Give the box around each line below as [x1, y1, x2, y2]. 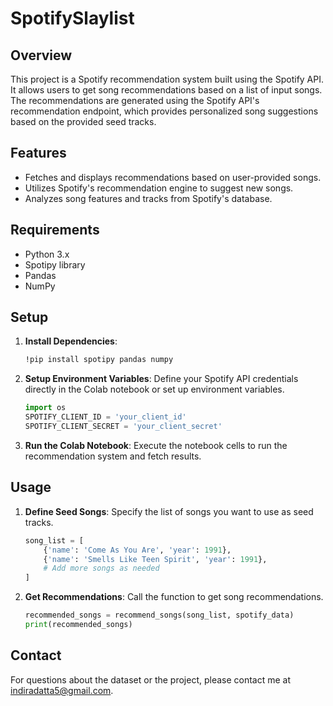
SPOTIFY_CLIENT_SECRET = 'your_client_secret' [24, 422, 223, 432]
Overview [10, 47, 73, 64]
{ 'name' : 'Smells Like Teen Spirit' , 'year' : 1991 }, [43, 554, 268, 564]
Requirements [10, 222, 100, 239]
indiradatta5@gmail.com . [10, 684, 114, 696]
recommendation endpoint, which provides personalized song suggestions [10, 105, 319, 117]
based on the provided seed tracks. [10, 116, 157, 127]
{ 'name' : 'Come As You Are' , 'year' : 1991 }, [43, 545, 232, 555]
